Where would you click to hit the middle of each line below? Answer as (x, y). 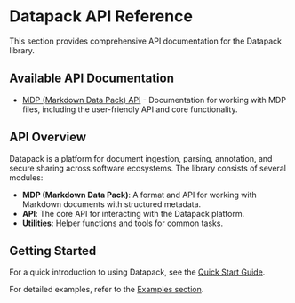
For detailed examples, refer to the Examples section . (107, 290)
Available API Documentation (92, 79)
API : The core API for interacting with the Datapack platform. (133, 213)
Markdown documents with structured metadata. (112, 204)
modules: (26, 177)
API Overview (48, 137)
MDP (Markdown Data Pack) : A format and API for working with (140, 195)
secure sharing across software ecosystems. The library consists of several (148, 168)
